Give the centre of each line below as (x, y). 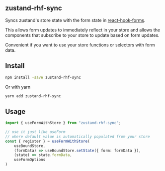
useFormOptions (30, 160)
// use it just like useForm (35, 132)
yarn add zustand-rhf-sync (33, 96)
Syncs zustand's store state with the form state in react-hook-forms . (75, 20)
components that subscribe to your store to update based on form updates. (82, 35)
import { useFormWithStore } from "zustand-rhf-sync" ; (63, 123)
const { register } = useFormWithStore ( (48, 141)
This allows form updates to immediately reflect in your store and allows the (83, 30)
